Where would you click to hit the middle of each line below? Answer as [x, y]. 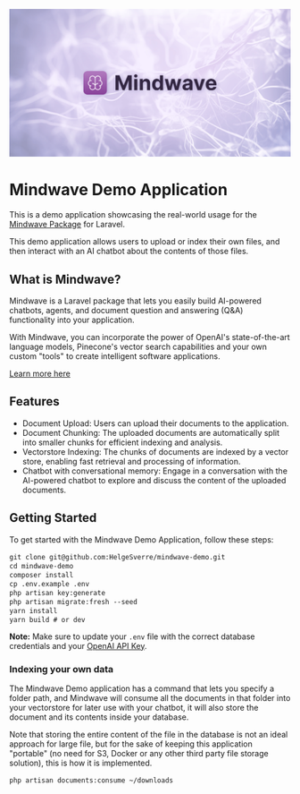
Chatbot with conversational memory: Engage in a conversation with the [155, 471]
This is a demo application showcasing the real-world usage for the [133, 215]
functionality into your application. [72, 320]
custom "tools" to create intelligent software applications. [115, 356]
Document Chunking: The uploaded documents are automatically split [150, 432]
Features [34, 401]
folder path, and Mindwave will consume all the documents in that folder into [150, 697]
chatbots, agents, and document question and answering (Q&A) [126, 311]
